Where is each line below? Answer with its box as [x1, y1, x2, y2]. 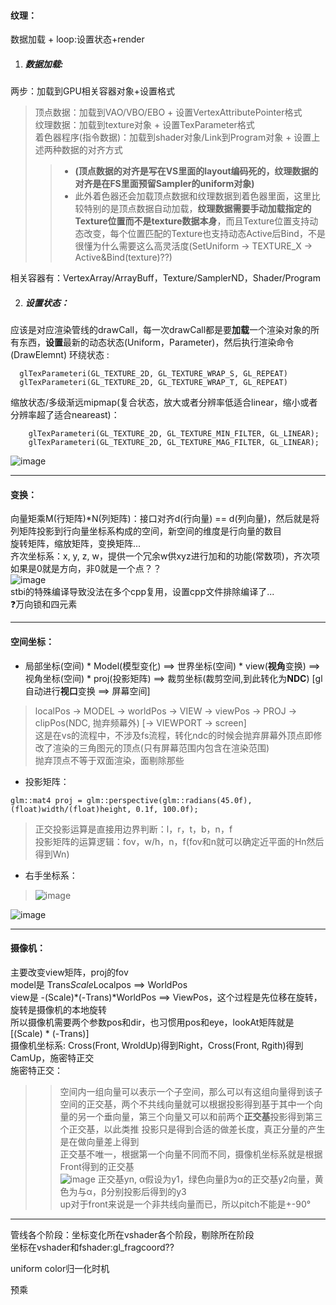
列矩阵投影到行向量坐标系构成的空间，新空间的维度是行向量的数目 [10, 525, 282, 537]
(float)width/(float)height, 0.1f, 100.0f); [10, 804, 199, 814]
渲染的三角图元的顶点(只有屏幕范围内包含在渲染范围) [52, 741, 270, 754]
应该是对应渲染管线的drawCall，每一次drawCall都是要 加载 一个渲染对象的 [10, 324, 312, 336]
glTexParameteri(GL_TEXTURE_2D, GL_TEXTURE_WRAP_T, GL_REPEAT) [19, 378, 288, 388]
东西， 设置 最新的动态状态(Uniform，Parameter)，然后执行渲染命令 [18, 336, 295, 349]
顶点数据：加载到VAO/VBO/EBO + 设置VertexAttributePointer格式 [34, 106, 303, 119]
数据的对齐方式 [61, 144, 123, 156]
